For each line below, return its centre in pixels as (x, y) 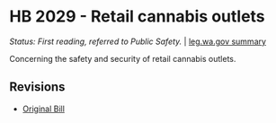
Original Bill (44, 109)
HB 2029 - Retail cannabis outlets (137, 17)
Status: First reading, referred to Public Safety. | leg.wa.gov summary (138, 41)
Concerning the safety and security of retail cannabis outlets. (123, 58)
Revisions (37, 87)
